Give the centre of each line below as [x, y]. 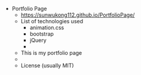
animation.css [47, 27]
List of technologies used [52, 21]
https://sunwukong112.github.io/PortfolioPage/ [78, 15]
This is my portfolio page [51, 53]
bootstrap [42, 34]
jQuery [38, 40]
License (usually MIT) [47, 65]
